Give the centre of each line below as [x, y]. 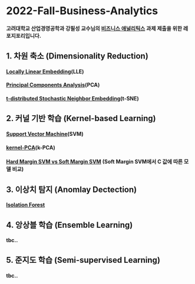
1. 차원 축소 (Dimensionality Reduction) [77, 56]
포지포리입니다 [23, 35]
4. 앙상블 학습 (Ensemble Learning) [70, 225]
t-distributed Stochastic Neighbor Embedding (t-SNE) [73, 98]
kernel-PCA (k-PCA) [31, 147]
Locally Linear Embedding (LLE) [45, 71]
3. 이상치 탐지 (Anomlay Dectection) [72, 189]
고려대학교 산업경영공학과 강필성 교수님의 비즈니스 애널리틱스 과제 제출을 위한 [94, 28]
